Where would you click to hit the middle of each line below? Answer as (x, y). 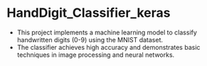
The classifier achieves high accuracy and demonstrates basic (108, 47)
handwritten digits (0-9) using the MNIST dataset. (90, 39)
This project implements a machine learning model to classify (107, 32)
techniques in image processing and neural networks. (96, 55)
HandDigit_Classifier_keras (89, 13)
